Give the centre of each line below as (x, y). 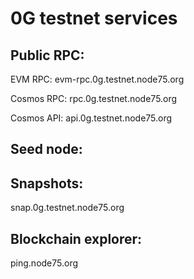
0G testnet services (94, 18)
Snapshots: (47, 183)
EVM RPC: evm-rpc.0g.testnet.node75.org (97, 79)
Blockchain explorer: (76, 238)
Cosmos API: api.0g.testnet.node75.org (91, 118)
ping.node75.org (44, 263)
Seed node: (46, 149)
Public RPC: (47, 55)
